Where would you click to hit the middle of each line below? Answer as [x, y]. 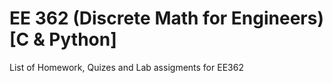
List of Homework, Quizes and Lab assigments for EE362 [126, 67]
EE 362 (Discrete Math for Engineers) [167, 18]
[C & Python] [63, 39]
